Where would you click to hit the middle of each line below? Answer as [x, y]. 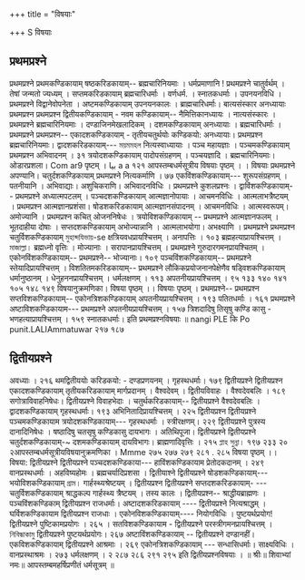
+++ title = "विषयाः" [43, 14]
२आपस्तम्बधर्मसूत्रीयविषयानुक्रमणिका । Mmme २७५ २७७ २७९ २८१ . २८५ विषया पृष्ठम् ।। [143, 452]
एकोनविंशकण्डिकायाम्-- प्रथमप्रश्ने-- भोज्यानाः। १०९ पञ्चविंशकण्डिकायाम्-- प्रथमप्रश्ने [130, 257]
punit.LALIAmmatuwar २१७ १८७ [67, 329]
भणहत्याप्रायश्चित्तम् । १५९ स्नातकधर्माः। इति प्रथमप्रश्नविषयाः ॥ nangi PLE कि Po [130, 319]
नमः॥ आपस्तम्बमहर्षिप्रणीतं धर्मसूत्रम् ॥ [62, 565]
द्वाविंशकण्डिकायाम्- [266, 186]
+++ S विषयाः [31, 32]
